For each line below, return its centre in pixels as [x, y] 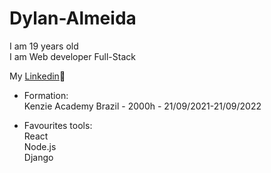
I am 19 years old [44, 46]
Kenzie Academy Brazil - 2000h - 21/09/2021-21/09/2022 [142, 106]
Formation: [46, 95]
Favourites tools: [58, 125]
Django [38, 157]
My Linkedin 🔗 [37, 76]
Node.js [40, 146]
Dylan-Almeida [73, 18]
